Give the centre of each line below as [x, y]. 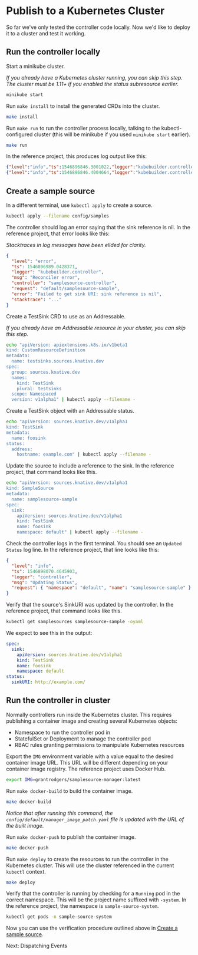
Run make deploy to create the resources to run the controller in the [88, 859]
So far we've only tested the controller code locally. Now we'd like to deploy [98, 27]
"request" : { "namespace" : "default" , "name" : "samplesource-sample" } [101, 588]
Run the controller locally [53, 52]
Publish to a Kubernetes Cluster [85, 11]
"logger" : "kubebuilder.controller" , [58, 272]
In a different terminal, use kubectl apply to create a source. [79, 205]
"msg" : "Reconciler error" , [46, 278]
